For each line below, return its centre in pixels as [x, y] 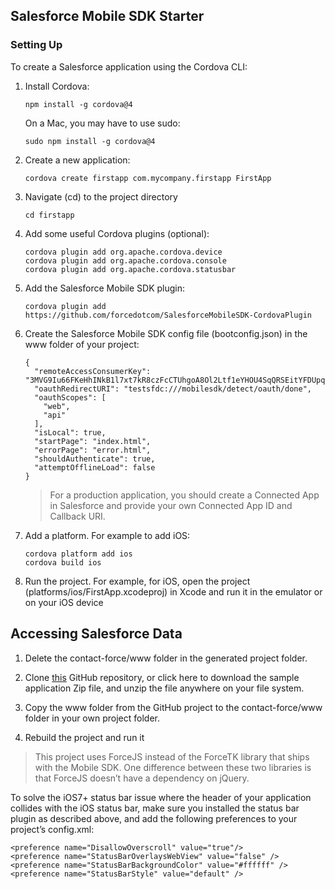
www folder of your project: [82, 344]
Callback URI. [77, 516]
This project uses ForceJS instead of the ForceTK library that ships [172, 756]
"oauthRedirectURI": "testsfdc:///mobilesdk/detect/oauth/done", [173, 389]
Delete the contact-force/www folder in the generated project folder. [166, 658]
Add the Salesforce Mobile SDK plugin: [105, 288]
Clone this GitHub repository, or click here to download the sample [162, 677]
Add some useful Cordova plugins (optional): [117, 233]
